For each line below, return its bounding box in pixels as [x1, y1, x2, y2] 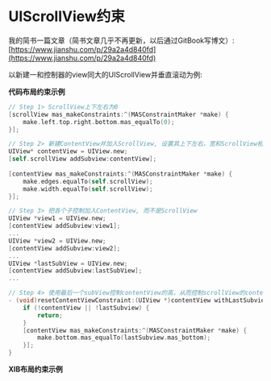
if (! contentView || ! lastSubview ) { [23, 304, 150, 312]
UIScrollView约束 [8, 7, 125, 26]
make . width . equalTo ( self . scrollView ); [23, 184, 153, 193]
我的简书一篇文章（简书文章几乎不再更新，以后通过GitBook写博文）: [8, 35, 236, 45]
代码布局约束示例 [8, 86, 65, 97]
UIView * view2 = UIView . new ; [8, 237, 106, 245]
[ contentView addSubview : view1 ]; [8, 222, 121, 230]
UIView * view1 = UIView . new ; [8, 214, 106, 222]
